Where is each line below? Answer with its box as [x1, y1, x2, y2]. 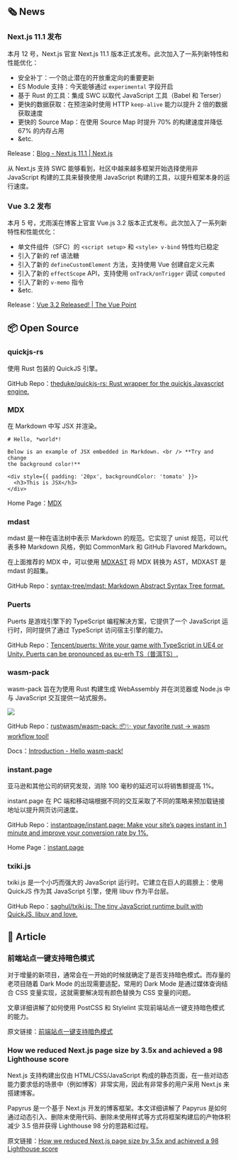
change [7, 454, 27, 462]
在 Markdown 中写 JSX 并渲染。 [7, 421, 101, 430]
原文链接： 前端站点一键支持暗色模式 [7, 1028, 113, 1036]
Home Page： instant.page [7, 843, 84, 852]
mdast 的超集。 [7, 567, 52, 575]
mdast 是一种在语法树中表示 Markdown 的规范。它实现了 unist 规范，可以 [7, 534, 222, 542]
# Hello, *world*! [7, 436, 62, 443]
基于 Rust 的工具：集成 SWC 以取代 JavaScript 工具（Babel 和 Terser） [17, 91, 225, 99]
